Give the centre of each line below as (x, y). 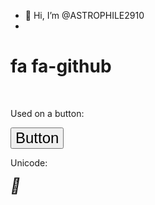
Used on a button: (47, 113)
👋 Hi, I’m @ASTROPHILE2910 (84, 15)
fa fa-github (61, 66)
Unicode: (29, 162)
